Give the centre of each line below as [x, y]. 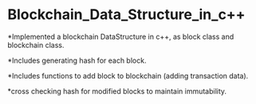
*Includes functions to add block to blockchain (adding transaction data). [128, 75]
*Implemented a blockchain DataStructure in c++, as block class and [121, 37]
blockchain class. [36, 44]
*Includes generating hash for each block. [77, 60]
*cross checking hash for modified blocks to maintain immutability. [117, 91]
